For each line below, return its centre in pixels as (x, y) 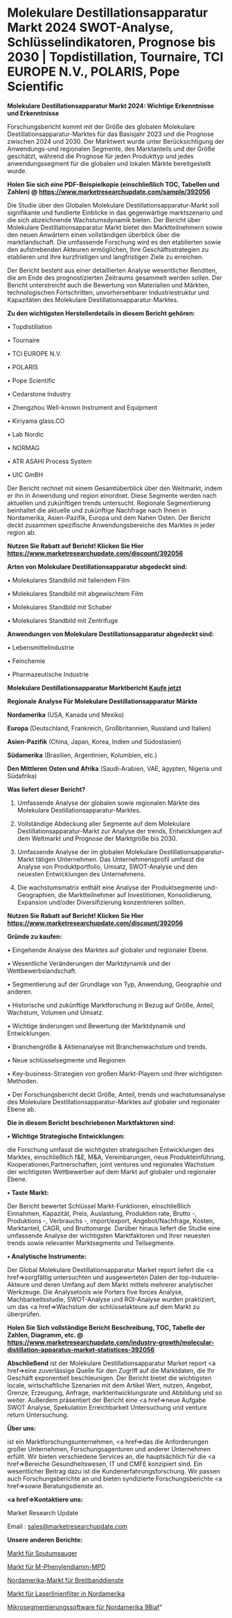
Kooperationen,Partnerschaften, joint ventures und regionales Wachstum (111, 1164)
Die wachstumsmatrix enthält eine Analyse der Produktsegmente (110, 887)
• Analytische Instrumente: (47, 1256)
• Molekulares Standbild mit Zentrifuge (63, 620)
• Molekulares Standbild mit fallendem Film (69, 580)
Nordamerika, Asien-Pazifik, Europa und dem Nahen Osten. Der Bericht (109, 517)
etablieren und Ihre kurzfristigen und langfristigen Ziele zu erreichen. (106, 257)
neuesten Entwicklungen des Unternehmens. (81, 874)
